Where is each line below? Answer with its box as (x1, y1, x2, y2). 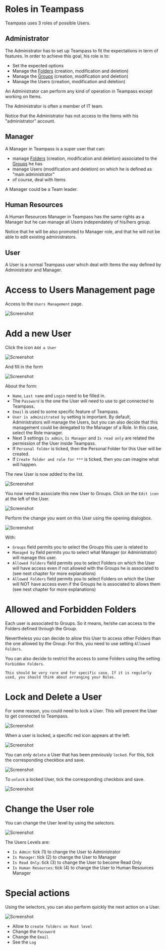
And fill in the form (5, 364, 43, 370)
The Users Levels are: (5, 839, 50, 845)
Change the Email (12, 934, 49, 940)
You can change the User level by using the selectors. (5, 819, 115, 825)
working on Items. (5, 93, 42, 99)
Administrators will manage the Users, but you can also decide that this (12, 419, 158, 425)
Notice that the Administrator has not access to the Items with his (5, 113, 139, 119)
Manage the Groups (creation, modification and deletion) (12, 73, 129, 79)
